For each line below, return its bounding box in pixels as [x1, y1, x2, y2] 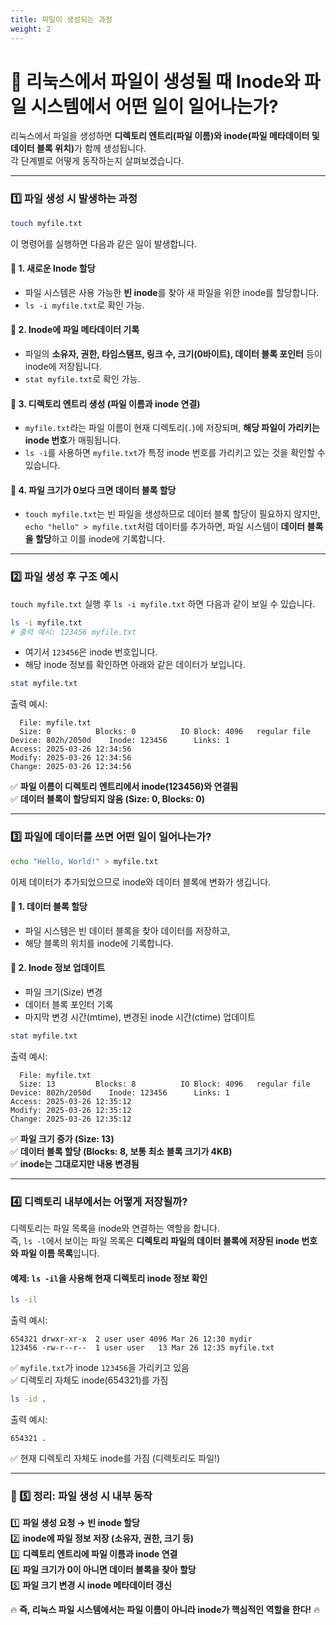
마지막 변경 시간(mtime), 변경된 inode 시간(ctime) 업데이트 [24, 1011, 256, 1023]
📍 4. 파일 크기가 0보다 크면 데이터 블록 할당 [10, 484, 177, 496]
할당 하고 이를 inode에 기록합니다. [34, 533, 166, 545]
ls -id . [10, 1394, 47, 1405]
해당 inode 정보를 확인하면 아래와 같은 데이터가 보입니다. [24, 659, 246, 671]
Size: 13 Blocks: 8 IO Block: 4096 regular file [19, 1079, 311, 1089]
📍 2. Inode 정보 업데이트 [10, 962, 106, 974]
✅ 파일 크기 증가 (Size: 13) [10, 1132, 115, 1145]
